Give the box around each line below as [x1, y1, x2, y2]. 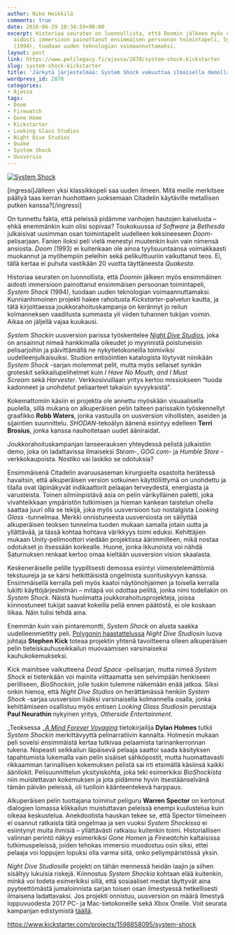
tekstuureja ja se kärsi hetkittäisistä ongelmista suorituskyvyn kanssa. [7, 571, 208, 579]
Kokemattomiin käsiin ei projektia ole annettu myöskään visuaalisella [7, 396, 204, 405]
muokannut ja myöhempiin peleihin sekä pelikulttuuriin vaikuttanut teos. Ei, [7, 251, 222, 260]
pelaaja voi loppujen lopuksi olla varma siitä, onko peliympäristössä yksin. [7, 848, 220, 857]
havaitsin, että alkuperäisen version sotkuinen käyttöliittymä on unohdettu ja [7, 475, 227, 484]
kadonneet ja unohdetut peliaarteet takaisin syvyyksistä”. [7, 383, 171, 391]
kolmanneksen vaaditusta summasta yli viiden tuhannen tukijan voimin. [7, 309, 212, 318]
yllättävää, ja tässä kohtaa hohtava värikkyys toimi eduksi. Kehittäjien [7, 528, 206, 536]
